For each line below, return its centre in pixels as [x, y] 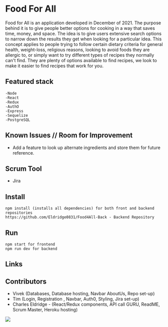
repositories [19, 213]
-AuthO [12, 107]
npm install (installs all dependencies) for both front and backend [80, 208]
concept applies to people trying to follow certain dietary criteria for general [84, 44]
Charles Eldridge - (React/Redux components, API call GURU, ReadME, [86, 304]
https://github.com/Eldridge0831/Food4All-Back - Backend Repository [80, 217]
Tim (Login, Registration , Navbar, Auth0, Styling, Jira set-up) [76, 299]
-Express [14, 111]
